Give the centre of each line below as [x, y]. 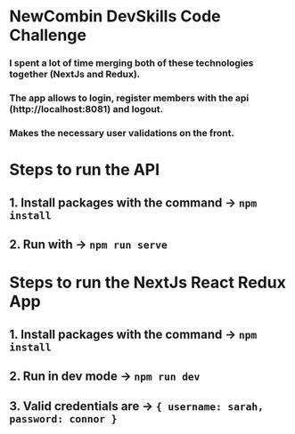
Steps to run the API [85, 170]
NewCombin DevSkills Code [115, 16]
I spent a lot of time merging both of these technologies [131, 63]
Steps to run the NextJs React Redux [148, 283]
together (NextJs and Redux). [75, 75]
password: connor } [63, 419]
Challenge [48, 35]
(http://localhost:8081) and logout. [86, 109]
